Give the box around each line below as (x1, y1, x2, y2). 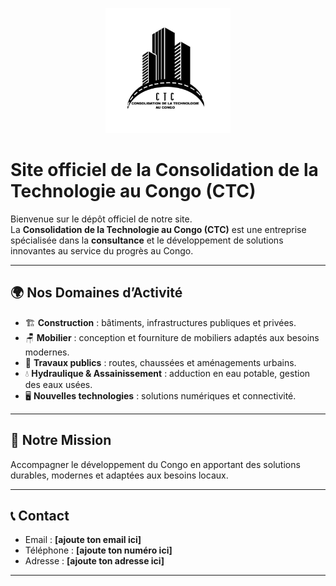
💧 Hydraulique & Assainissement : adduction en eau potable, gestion (24, 367, 311, 379)
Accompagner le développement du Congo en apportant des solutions (10, 458, 301, 470)
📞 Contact (10, 507, 70, 524)
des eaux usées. (24, 378, 93, 390)
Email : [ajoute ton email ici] (24, 534, 142, 546)
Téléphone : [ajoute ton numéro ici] (24, 544, 173, 557)
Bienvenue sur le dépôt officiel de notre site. (10, 213, 193, 225)
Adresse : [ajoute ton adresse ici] (24, 555, 165, 567)
